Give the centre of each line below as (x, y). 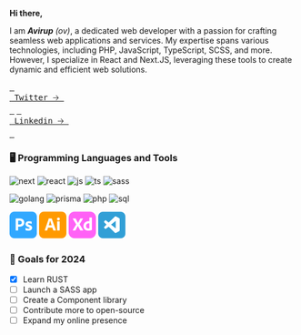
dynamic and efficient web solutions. (78, 69)
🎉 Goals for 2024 (48, 259)
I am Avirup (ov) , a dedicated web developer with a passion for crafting (143, 30)
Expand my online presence (75, 320)
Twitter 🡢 (37, 98)
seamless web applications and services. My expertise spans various (139, 41)
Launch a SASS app (60, 289)
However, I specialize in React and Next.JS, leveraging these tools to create (151, 60)
